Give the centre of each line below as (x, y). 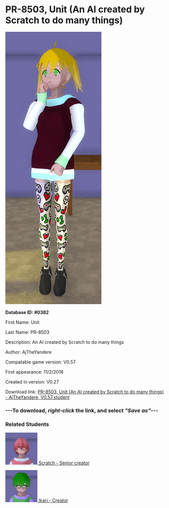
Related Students (27, 424)
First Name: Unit (23, 322)
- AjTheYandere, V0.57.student (38, 397)
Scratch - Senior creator (64, 463)
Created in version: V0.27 (32, 382)
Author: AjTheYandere (29, 352)
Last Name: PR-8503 (27, 332)
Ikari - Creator (53, 500)
